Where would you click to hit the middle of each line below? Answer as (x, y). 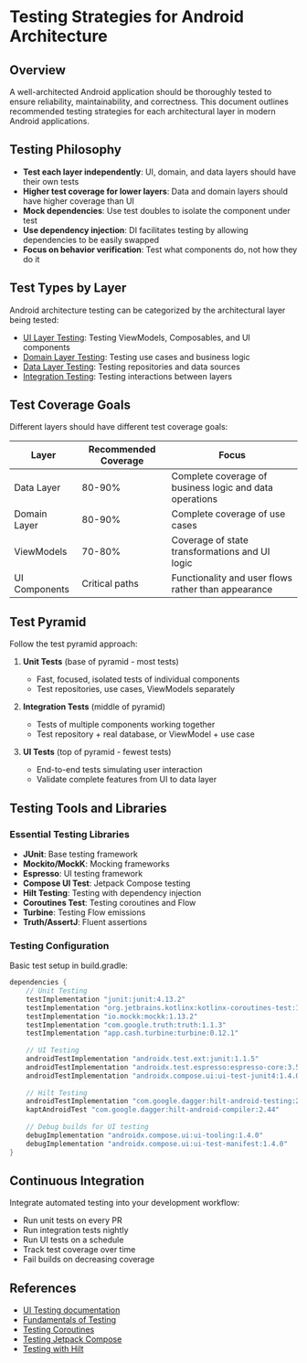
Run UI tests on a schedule (73, 1240)
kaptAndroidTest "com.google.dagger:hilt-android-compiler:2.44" (153, 1110)
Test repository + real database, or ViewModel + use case (146, 734)
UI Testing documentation (71, 1310)
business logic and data (222, 488)
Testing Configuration (59, 945)
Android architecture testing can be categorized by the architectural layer (148, 310)
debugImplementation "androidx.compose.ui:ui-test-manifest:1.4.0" (157, 1144)
